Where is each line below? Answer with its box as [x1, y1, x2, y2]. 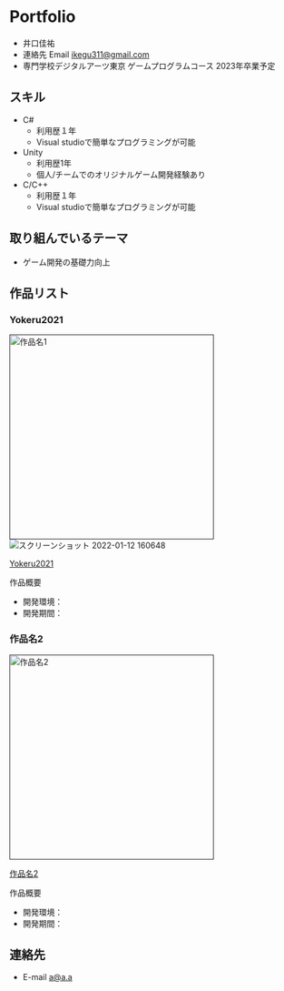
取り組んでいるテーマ [9, 230, 129, 247]
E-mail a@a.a [22, 972, 73, 983]
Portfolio [9, 6, 76, 27]
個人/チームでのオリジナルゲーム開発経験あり [35, 168, 206, 179]
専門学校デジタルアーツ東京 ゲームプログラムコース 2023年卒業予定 [22, 60, 276, 71]
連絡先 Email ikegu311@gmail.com [22, 48, 150, 60]
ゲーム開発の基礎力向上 [22, 257, 111, 268]
